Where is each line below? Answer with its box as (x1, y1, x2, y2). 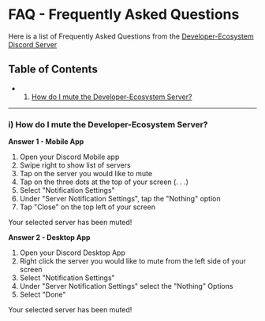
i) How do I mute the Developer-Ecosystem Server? (8, 119, 208, 130)
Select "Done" (19, 290, 66, 300)
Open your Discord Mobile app (19, 152, 120, 162)
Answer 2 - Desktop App (8, 233, 91, 242)
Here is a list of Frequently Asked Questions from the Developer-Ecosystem (8, 31, 254, 41)
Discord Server (8, 39, 58, 49)
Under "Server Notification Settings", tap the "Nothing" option (19, 194, 221, 204)
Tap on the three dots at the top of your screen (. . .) (19, 177, 189, 186)
